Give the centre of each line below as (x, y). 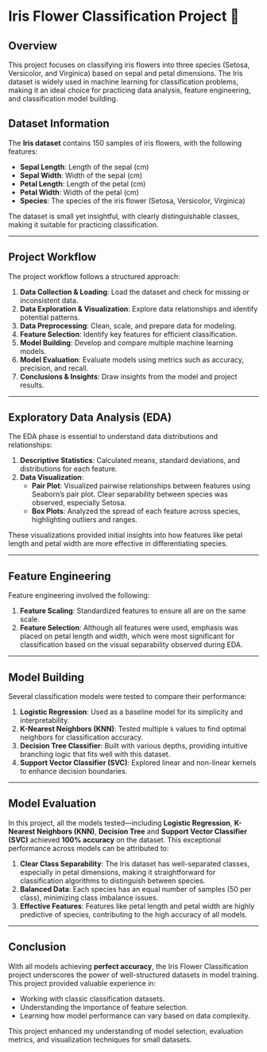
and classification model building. (63, 98)
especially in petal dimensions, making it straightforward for (118, 872)
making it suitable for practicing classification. (83, 224)
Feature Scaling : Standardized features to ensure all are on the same (133, 611)
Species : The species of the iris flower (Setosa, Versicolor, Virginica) (132, 200)
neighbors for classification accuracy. (81, 737)
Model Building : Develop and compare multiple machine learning (126, 343)
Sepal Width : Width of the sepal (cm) (81, 175)
